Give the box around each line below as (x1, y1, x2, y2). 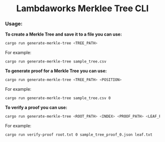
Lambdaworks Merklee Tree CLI (16, 3, 149, 14)
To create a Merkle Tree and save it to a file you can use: (5, 31, 122, 37)
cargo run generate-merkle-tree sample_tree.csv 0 (5, 96, 111, 101)
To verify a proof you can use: (5, 104, 68, 110)
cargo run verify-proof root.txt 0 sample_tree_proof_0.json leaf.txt (5, 132, 153, 137)
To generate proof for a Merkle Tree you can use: (5, 68, 107, 74)
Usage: (5, 20, 23, 27)
